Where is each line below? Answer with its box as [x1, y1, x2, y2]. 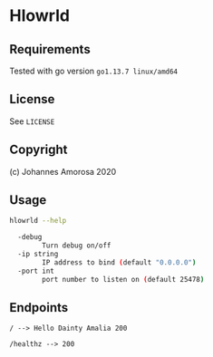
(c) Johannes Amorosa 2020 [9, 166, 117, 177]
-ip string [17, 250, 59, 259]
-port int [17, 266, 54, 275]
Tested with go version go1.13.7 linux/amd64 [9, 65, 179, 76]
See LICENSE [9, 115, 55, 127]
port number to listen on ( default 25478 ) [42, 275, 205, 284]
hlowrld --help [9, 217, 67, 226]
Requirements [9, 42, 91, 57]
